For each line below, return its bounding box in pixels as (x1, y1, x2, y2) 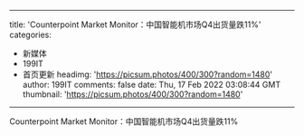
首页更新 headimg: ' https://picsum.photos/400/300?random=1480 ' (22, 69, 273, 80)
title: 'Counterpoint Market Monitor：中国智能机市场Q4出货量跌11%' (9, 19, 261, 30)
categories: (9, 29, 52, 40)
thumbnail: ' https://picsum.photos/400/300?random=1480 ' (22, 89, 243, 100)
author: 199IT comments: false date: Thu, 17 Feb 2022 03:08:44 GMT (22, 79, 281, 90)
